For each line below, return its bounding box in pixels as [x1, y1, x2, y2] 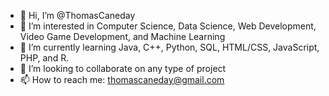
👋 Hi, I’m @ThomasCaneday [19, 10, 136, 21]
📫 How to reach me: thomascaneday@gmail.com [19, 74, 225, 85]
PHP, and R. [19, 52, 70, 64]
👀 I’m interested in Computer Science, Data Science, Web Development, [19, 20, 317, 32]
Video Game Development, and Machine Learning [19, 31, 226, 42]
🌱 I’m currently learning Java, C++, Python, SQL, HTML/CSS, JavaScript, [19, 41, 320, 53]
